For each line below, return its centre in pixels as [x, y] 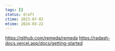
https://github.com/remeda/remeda [42, 38]
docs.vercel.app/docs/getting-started [44, 43]
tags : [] [14, 10]
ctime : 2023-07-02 [24, 19]
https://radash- [95, 38]
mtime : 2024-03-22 [24, 24]
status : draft [20, 14]
